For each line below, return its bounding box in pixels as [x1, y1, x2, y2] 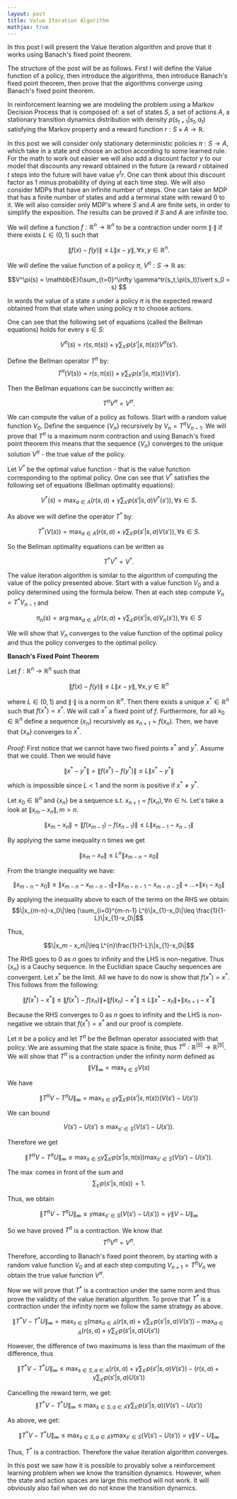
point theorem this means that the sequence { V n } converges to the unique [7, 439, 224, 449]
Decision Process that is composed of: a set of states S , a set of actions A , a [7, 108, 230, 117]
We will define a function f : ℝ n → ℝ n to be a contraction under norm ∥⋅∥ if [7, 221, 223, 231]
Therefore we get [7, 1138, 58, 1146]
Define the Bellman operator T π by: [7, 355, 110, 365]
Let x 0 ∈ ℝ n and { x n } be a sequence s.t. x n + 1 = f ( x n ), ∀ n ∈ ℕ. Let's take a [7, 795, 224, 806]
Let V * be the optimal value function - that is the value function [7, 463, 190, 473]
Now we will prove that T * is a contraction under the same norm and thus [7, 1285, 221, 1295]
